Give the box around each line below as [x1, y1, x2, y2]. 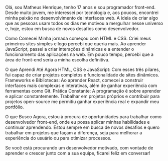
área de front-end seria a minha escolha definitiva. [5, 57, 110, 62]
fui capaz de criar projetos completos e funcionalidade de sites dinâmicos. [5, 72, 159, 77]
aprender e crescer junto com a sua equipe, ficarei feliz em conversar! [5, 150, 150, 156]
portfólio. [5, 104, 24, 110]
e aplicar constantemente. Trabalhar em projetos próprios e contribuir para [5, 93, 160, 99]
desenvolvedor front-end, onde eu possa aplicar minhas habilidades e [5, 119, 150, 125]
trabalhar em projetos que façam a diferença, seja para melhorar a [5, 130, 142, 135]
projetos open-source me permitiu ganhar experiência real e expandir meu [5, 99, 159, 105]
